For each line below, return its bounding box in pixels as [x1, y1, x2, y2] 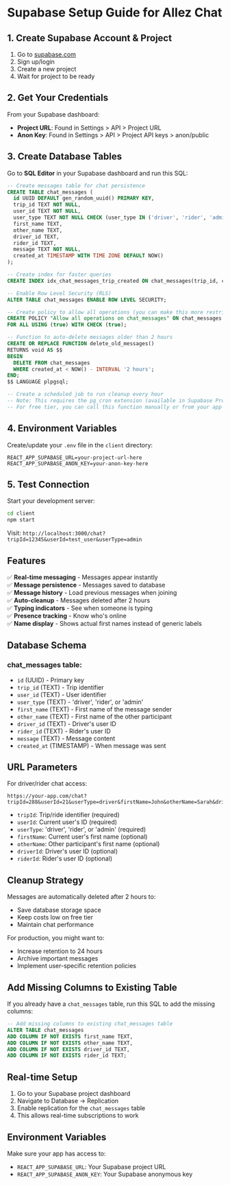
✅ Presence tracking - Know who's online [7, 611, 127, 620]
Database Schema [7, 640, 87, 651]
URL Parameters [7, 762, 77, 773]
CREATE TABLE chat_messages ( [7, 189, 94, 196]
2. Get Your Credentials [7, 92, 108, 104]
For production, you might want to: [7, 934, 105, 942]
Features [7, 554, 46, 567]
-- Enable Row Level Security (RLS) [7, 290, 112, 296]
